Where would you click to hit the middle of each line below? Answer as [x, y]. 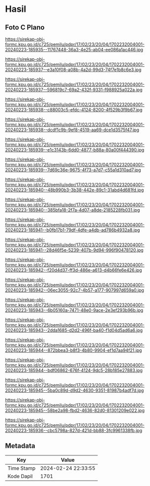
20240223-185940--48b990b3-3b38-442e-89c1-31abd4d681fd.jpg [75, 190]
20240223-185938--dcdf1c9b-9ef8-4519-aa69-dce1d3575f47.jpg [72, 130]
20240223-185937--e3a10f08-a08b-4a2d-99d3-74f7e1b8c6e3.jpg [73, 70]
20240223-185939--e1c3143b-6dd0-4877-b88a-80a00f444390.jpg [75, 150]
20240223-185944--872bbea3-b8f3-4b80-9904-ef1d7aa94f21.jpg [74, 350]
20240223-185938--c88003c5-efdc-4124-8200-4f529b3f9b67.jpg [74, 110]
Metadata [20, 446]
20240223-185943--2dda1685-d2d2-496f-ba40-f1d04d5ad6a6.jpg [74, 330]
